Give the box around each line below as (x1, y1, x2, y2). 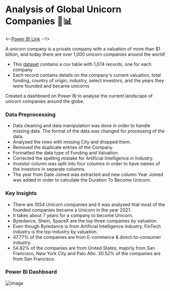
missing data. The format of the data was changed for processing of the (12, 128, 165, 134)
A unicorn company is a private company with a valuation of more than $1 (5, 46, 161, 52)
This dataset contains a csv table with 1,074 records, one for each (12, 61, 152, 67)
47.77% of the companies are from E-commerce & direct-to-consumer (12, 234, 161, 240)
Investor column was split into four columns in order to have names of (12, 161, 160, 167)
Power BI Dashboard (5, 268, 57, 276)
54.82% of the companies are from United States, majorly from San (12, 244, 155, 251)
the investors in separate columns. (12, 166, 86, 172)
